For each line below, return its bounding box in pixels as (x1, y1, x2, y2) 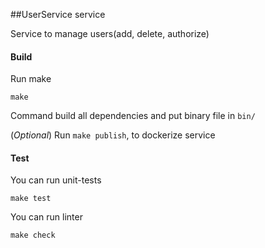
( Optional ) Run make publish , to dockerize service (10, 129, 216, 141)
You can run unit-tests (10, 174, 102, 186)
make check (10, 230, 56, 241)
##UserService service (10, 9, 106, 20)
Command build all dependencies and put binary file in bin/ (10, 110, 256, 122)
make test (10, 194, 52, 204)
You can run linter (10, 211, 83, 223)
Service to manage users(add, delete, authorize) (10, 28, 210, 39)
